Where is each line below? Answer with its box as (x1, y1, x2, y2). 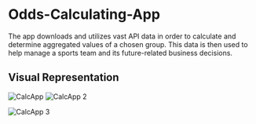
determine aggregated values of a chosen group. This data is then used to (8, 39, 249, 49)
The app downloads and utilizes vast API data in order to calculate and (8, 31, 236, 41)
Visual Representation (8, 71, 119, 84)
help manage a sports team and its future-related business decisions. (8, 48, 233, 57)
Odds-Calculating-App (8, 5, 161, 24)
